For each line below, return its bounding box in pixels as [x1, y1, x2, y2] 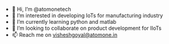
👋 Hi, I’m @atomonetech [11, 6, 71, 12]
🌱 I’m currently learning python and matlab [11, 18, 117, 25]
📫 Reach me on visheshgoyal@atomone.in [11, 32, 118, 38]
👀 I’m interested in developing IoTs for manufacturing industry [11, 12, 164, 19]
